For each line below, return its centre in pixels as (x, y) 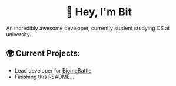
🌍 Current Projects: (43, 54)
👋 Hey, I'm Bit (99, 12)
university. (19, 34)
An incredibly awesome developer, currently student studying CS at (88, 28)
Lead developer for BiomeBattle (53, 70)
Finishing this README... (44, 77)
